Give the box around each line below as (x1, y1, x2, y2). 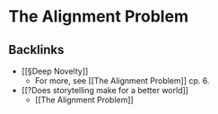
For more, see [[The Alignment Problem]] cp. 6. (34, 75, 210, 86)
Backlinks (8, 42, 65, 57)
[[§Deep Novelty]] (21, 66, 89, 76)
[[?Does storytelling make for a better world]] (21, 85, 189, 95)
